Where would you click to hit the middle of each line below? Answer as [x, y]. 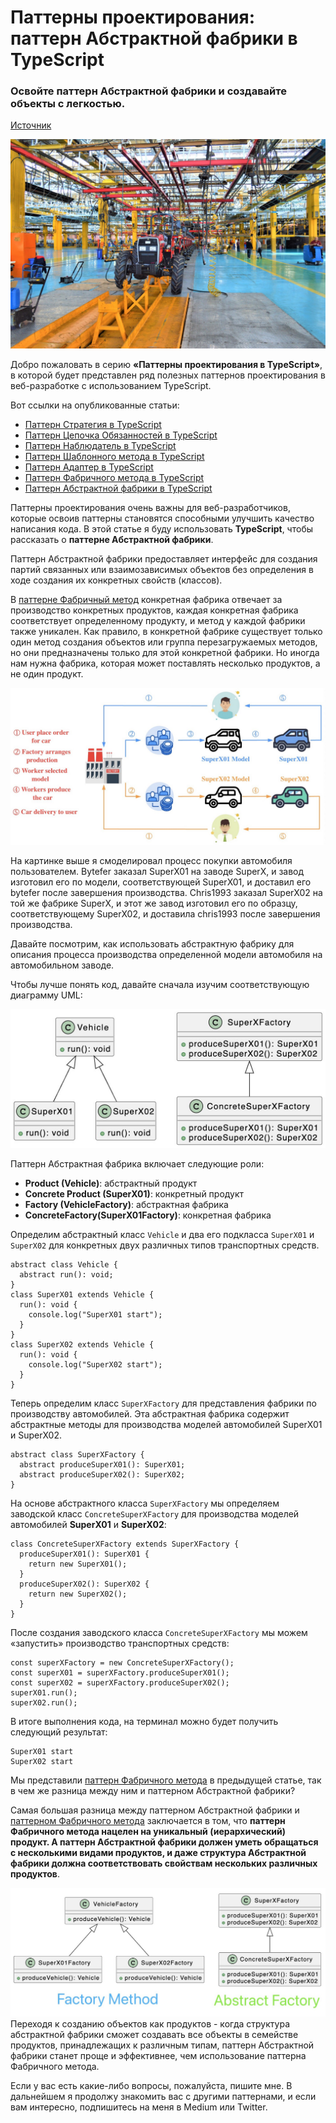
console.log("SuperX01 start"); [95, 1314]
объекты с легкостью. [68, 104]
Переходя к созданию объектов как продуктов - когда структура [150, 2023]
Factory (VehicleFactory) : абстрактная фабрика [126, 1204]
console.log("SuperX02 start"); [95, 1364]
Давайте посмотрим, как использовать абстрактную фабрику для [152, 944]
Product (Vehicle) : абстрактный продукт [111, 1183]
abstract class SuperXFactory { [77, 1454]
